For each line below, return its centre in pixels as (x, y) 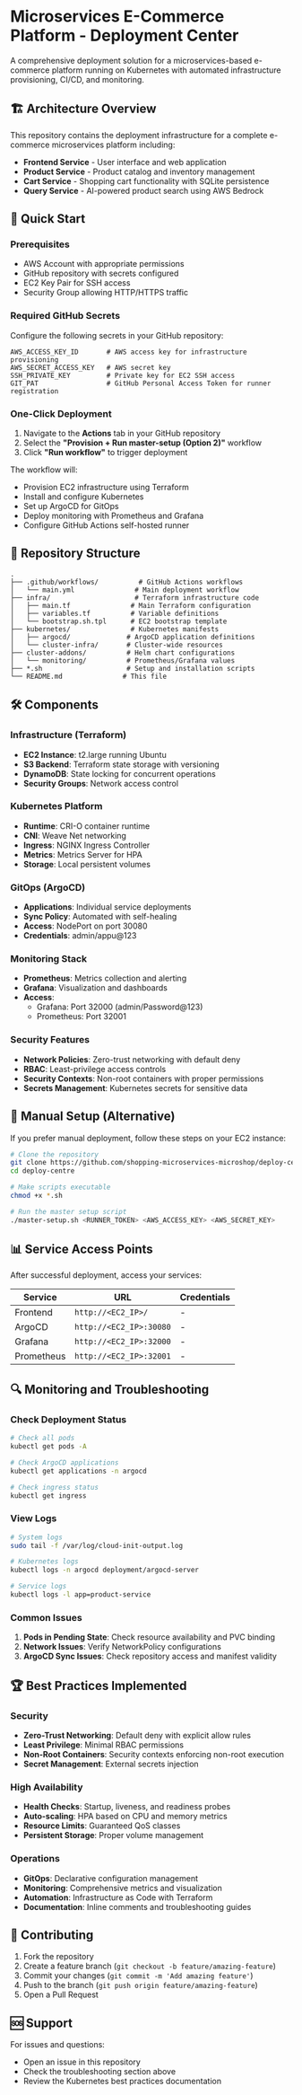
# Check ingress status (55, 1487)
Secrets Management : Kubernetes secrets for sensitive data (135, 1087)
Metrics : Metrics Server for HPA (82, 854)
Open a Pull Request (61, 1994)
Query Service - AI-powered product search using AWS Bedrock (143, 190)
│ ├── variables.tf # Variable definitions (115, 613)
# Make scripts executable (60, 1187)
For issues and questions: (58, 2045)
